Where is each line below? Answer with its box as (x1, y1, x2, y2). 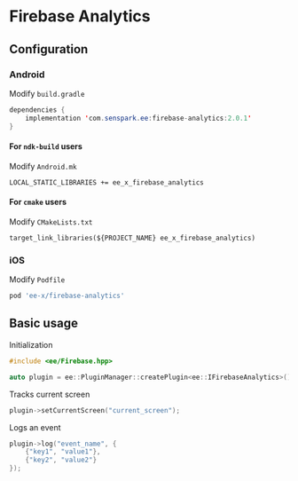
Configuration (9, 42, 89, 57)
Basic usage (9, 316, 78, 331)
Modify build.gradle (9, 88, 85, 99)
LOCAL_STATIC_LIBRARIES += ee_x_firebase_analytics (9, 177, 204, 187)
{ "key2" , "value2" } (25, 455, 98, 465)
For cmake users (9, 197, 67, 208)
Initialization (9, 339, 53, 350)
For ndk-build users (9, 141, 82, 152)
